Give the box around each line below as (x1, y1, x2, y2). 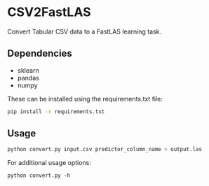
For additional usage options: (7, 159, 91, 167)
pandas (17, 73, 40, 82)
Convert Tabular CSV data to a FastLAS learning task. (7, 27, 162, 36)
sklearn (17, 66, 40, 74)
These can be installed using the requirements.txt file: (7, 94, 163, 103)
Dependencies (7, 48, 72, 59)
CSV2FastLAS (7, 4, 91, 20)
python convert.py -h (7, 172, 71, 179)
